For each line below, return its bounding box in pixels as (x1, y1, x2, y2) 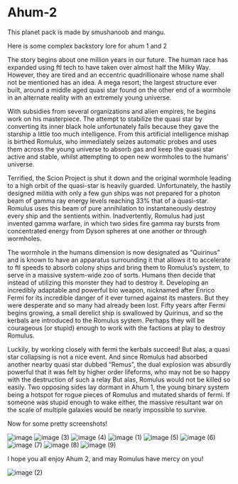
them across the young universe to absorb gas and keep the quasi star (7, 144, 215, 153)
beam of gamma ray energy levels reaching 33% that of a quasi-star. (7, 196, 210, 205)
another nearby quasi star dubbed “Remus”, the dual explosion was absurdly (7, 360, 232, 369)
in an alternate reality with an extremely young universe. (7, 93, 172, 102)
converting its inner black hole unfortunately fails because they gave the (7, 122, 219, 130)
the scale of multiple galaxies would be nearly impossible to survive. (7, 405, 207, 414)
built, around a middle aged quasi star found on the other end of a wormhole (7, 85, 231, 94)
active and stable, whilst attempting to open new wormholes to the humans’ (7, 152, 229, 161)
